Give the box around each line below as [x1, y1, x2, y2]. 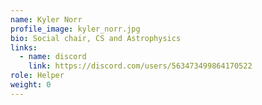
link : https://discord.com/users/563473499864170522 [28, 61, 253, 71]
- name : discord [19, 52, 87, 62]
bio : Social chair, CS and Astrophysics [10, 33, 182, 43]
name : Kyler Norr [10, 14, 83, 25]
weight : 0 [10, 80, 52, 90]
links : [10, 42, 38, 53]
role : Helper [10, 71, 65, 81]
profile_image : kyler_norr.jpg [10, 24, 141, 34]
